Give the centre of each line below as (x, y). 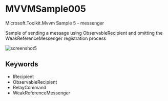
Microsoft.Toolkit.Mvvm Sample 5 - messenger (55, 23)
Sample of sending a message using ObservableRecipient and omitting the (84, 33)
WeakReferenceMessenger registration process (56, 38)
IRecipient (23, 77)
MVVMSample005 (46, 9)
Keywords (22, 64)
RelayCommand (29, 87)
